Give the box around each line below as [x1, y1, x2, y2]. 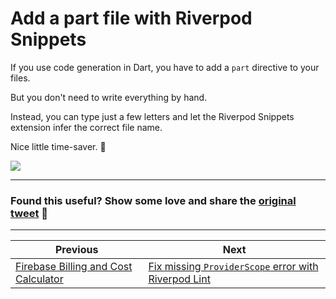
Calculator [15, 272, 64, 286]
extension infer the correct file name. [10, 121, 163, 133]
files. [10, 72, 31, 84]
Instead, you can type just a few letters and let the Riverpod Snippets [10, 110, 295, 122]
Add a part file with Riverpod [10, 7, 253, 30]
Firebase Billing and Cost [15, 260, 133, 274]
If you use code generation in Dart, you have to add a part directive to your [10, 61, 320, 73]
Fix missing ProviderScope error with [148, 260, 319, 274]
